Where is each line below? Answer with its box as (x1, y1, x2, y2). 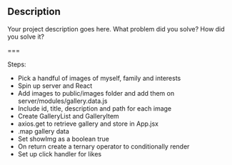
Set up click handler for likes (17, 149, 102, 158)
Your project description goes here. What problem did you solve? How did (7, 24, 225, 33)
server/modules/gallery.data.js (17, 96, 108, 105)
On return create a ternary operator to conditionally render (17, 142, 190, 151)
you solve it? (7, 32, 45, 41)
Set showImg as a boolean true (17, 134, 109, 143)
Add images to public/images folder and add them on (17, 89, 175, 97)
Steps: (7, 60, 26, 69)
